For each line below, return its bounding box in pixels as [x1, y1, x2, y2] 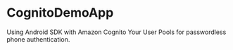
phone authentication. [6, 35, 70, 43]
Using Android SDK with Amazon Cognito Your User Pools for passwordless [6, 28, 227, 36]
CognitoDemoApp [6, 5, 114, 21]
